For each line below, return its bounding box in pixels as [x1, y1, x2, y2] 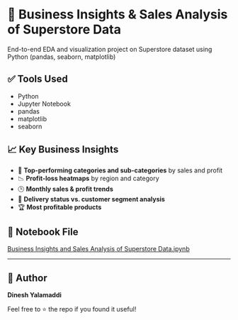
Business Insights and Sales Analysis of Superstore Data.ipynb [7, 245, 190, 253]
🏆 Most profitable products [17, 202, 102, 211]
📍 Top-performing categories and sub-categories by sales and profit [17, 166, 223, 175]
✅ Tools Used [7, 73, 69, 85]
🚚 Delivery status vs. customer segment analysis [17, 194, 165, 203]
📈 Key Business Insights [7, 143, 119, 155]
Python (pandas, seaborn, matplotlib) [7, 53, 116, 61]
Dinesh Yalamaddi [7, 291, 62, 299]
